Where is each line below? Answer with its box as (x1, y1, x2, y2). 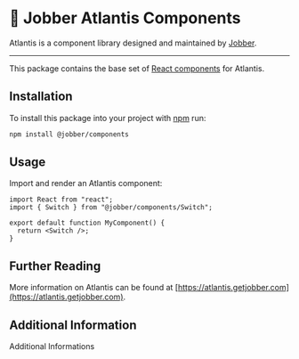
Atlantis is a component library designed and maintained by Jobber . (9, 37, 257, 48)
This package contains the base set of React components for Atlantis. (9, 62, 265, 74)
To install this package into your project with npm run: (9, 112, 206, 123)
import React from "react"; (9, 195, 114, 204)
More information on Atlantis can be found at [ (9, 282, 179, 293)
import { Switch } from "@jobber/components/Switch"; (9, 203, 214, 212)
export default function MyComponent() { (9, 218, 166, 228)
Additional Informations (9, 341, 95, 352)
